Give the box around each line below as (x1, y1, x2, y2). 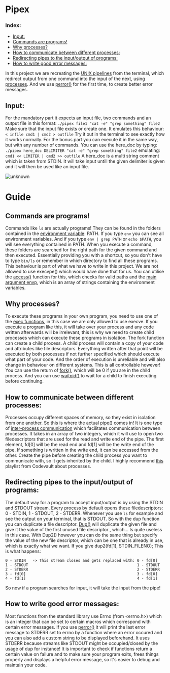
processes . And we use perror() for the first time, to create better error (5, 81, 153, 87)
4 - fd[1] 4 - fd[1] (5, 576, 158, 581)
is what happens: (5, 548, 41, 554)
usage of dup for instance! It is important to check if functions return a (5, 645, 152, 652)
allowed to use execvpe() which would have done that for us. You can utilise (5, 269, 164, 275)
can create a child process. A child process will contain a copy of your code (5, 340, 164, 346)
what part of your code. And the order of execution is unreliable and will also (5, 356, 165, 363)
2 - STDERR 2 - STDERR (5, 567, 160, 572)
